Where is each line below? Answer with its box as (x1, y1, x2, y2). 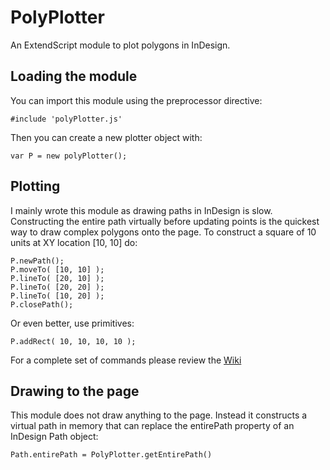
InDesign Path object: (10, 431, 99, 443)
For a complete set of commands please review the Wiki (10, 354, 242, 366)
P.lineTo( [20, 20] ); (10, 282, 105, 292)
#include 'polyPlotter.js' (10, 114, 123, 124)
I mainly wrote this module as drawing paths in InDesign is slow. (10, 204, 273, 216)
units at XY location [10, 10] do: (10, 236, 138, 248)
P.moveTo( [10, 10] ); (10, 264, 105, 275)
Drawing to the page (10, 382, 140, 400)
